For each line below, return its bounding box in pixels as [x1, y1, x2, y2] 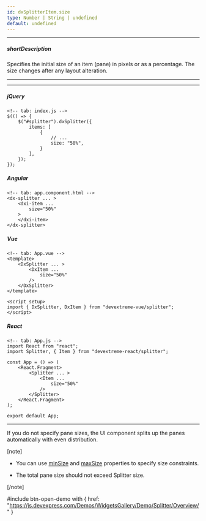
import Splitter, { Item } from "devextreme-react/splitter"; [7, 349, 169, 355]
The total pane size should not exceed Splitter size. [15, 471, 145, 479]
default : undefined [7, 20, 57, 26]
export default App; [7, 413, 60, 419]
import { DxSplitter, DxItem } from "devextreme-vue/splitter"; [7, 304, 174, 310]
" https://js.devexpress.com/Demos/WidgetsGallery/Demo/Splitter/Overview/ [7, 502, 199, 509]
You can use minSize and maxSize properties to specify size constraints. [15, 460, 199, 467]
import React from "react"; [7, 343, 79, 349]
